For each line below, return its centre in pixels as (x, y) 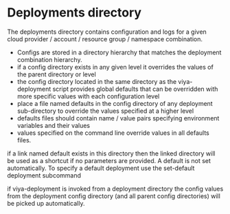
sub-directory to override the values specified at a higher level (105, 111)
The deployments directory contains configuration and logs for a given (107, 32)
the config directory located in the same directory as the (97, 81)
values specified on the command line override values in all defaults (113, 133)
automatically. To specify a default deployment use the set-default (101, 168)
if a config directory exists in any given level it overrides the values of (115, 67)
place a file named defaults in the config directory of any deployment (115, 103)
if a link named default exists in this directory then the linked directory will (111, 153)
